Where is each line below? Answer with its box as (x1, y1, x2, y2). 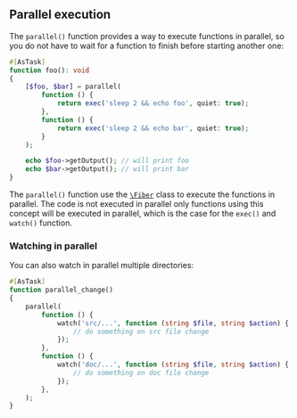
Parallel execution (9, 7, 111, 22)
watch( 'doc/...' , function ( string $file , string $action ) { (56, 360, 290, 369)
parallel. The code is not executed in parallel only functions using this (9, 199, 264, 209)
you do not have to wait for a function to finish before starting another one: (9, 40, 284, 51)
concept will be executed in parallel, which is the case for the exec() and (9, 209, 276, 219)
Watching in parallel (9, 240, 98, 252)
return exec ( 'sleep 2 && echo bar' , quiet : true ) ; (56, 124, 250, 133)
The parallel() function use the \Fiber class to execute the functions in (9, 189, 276, 200)
